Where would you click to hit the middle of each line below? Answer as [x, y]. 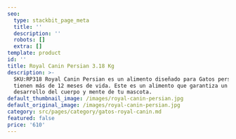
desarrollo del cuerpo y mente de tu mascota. [83, 92]
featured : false [31, 118]
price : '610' [26, 125]
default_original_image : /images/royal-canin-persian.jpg [94, 105]
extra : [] [28, 46]
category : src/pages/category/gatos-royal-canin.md [84, 112]
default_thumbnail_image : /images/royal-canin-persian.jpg [96, 99]
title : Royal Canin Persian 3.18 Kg [61, 66]
